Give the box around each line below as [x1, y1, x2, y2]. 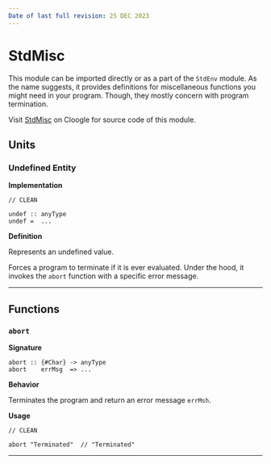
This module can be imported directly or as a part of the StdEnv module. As [8, 73, 257, 83]
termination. [8, 98, 48, 109]
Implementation [8, 181, 63, 190]
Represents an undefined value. [8, 247, 115, 257]
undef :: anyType [8, 211, 67, 219]
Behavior [8, 379, 40, 389]
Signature [8, 342, 43, 352]
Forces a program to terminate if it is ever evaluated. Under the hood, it [8, 263, 244, 273]
